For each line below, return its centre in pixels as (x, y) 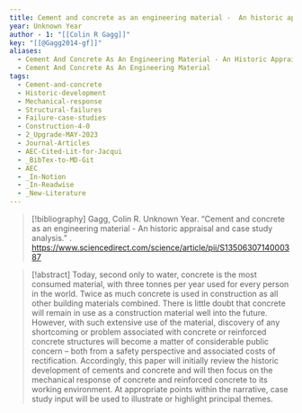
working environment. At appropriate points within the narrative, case (160, 389)
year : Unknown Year (46, 26)
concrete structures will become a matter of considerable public (150, 341)
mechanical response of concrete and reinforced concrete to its (149, 380)
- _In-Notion (42, 176)
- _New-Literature (52, 193)
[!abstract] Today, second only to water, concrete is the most (144, 274)
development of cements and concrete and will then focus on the (152, 370)
